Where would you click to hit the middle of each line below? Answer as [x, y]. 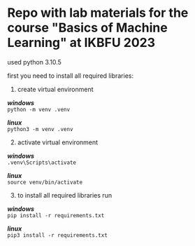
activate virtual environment [58, 142]
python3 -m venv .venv [40, 129]
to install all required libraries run [65, 195]
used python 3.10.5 [34, 62]
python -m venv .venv [39, 109]
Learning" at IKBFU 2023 [81, 43]
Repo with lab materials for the [98, 13]
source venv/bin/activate [45, 182]
